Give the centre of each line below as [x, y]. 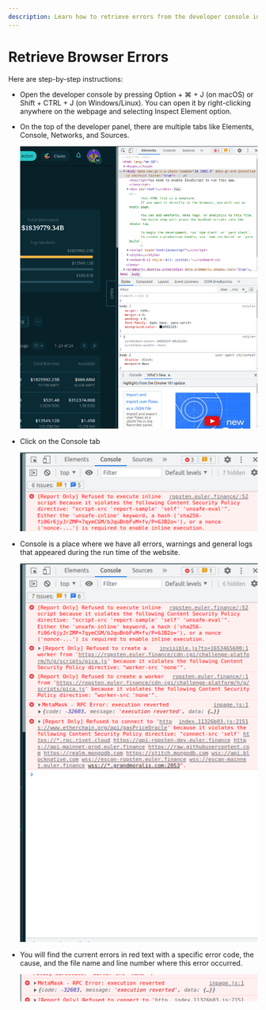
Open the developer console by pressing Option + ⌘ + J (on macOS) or [137, 94]
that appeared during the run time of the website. [100, 553]
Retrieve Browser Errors [88, 57]
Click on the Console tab [60, 441]
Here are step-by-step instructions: [66, 78]
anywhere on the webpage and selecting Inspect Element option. [125, 111]
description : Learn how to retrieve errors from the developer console [129, 17]
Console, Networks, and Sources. [74, 135]
